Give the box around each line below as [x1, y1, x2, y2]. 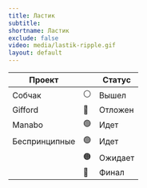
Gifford [12, 105, 38, 115]
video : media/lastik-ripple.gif [8, 42, 116, 50]
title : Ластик [8, 11, 56, 20]
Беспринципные [12, 135, 76, 146]
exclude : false [8, 34, 59, 42]
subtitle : [8, 19, 42, 27]
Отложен [98, 105, 134, 115]
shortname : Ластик [8, 26, 70, 34]
